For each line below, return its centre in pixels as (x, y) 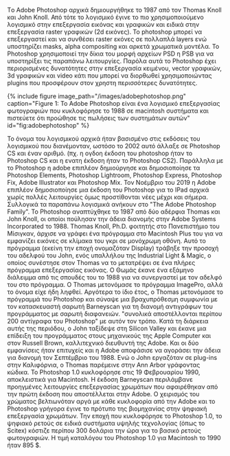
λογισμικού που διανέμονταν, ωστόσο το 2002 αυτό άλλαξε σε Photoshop (114, 146)
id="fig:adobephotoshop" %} (48, 125)
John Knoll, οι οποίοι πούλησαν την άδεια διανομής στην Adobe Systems (112, 219)
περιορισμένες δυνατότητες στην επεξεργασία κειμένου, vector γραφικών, (114, 68)
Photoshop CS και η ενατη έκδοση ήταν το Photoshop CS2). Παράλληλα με (115, 160)
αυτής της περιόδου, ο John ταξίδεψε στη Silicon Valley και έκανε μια (107, 328)
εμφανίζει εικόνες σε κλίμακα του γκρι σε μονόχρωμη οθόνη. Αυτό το (106, 241)
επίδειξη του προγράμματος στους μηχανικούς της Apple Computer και (109, 335)
